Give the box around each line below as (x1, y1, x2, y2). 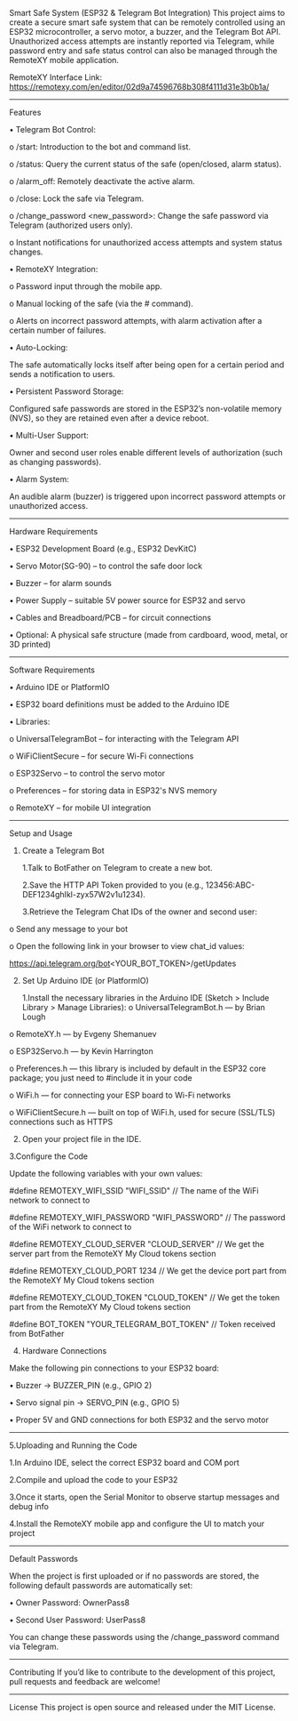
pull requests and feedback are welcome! (9, 1677, 161, 1686)
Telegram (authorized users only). (9, 220, 133, 230)
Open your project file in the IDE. (21, 1134, 142, 1144)
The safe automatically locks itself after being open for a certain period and (9, 359, 285, 370)
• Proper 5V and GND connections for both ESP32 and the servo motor (9, 1414, 269, 1425)
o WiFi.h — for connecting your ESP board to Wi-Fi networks (9, 1090, 231, 1100)
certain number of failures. (9, 325, 106, 335)
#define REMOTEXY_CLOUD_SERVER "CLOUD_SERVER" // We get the (9, 1239, 264, 1249)
